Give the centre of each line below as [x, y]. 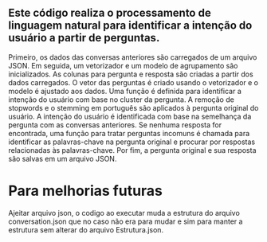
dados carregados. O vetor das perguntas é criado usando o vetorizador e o [133, 82]
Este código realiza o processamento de [110, 13]
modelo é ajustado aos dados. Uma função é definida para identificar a [125, 91]
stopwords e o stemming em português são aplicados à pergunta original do [133, 107]
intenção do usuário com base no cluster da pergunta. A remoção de [122, 100]
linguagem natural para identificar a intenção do [130, 26]
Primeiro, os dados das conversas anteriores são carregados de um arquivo [133, 57]
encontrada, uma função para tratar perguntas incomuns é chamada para [129, 133]
